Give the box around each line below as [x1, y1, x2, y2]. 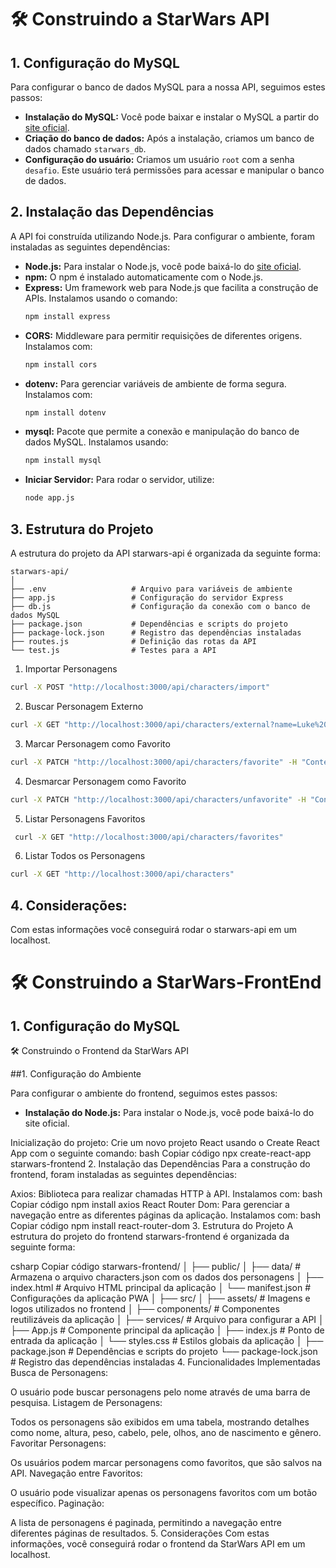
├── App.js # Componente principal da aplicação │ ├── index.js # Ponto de [10, 1324, 325, 1336]
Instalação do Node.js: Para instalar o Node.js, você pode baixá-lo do [24, 1107, 315, 1119]
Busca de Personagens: [10, 1367, 109, 1379]
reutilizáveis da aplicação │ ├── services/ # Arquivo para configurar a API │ [10, 1314, 325, 1326]
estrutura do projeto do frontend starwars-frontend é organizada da [10, 1231, 290, 1243]
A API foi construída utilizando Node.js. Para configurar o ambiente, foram [10, 230, 315, 242]
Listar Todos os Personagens [24, 850, 146, 862]
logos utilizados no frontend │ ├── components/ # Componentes [10, 1303, 280, 1315]
